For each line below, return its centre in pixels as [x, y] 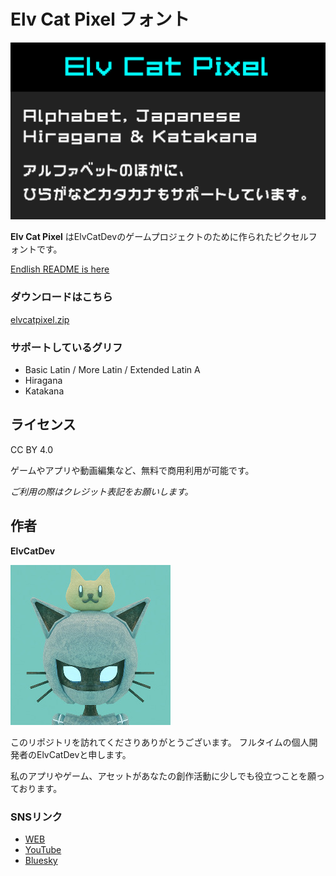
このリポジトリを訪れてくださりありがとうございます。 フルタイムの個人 [160, 742]
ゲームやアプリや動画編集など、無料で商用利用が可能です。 [132, 470]
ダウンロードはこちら [61, 297]
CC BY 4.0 [32, 449]
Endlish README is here [60, 269]
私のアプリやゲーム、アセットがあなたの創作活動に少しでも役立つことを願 [163, 776]
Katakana [44, 391]
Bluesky [41, 860]
